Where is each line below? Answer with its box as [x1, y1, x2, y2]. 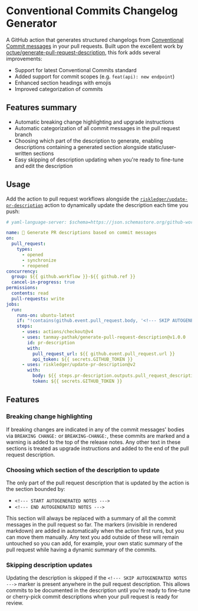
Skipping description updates [6, 561, 93, 569]
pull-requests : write [11, 296, 65, 302]
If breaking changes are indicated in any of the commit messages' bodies [6, 426, 184, 433]
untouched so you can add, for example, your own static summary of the [6, 539, 183, 547]
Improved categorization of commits [14, 85, 103, 92]
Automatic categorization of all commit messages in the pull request [14, 124, 180, 131]
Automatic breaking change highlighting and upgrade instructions [14, 118, 174, 125]
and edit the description [14, 162, 73, 169]
